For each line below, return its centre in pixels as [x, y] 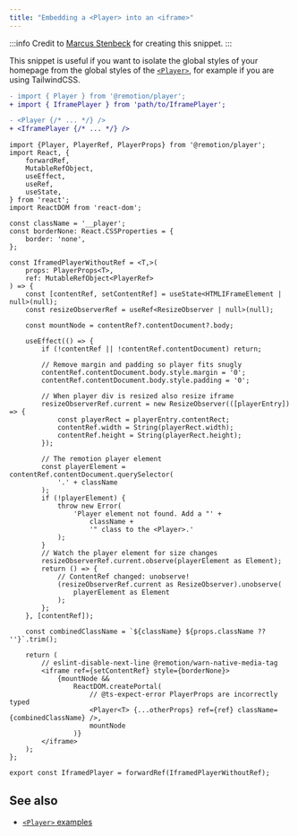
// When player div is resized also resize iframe [138, 396]
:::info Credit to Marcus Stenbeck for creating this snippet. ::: [121, 43]
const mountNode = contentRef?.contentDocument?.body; [130, 326]
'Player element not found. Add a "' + [147, 514]
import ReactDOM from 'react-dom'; [76, 208]
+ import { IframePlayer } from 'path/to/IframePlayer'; [118, 104]
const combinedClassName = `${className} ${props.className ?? [146, 632]
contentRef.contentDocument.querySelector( [92, 475]
